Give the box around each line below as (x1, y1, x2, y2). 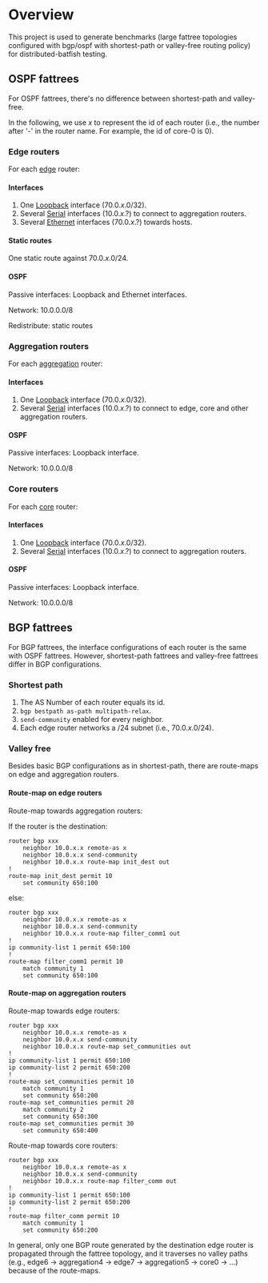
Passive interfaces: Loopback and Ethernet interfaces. (8, 290, 187, 299)
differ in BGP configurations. (8, 659, 102, 669)
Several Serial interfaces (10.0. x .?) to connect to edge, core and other (19, 403, 249, 413)
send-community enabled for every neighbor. (19, 715, 164, 724)
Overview (8, 6, 74, 24)
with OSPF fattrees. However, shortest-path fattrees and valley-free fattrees (8, 651, 258, 660)
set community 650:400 (22, 1126, 98, 1134)
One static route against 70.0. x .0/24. (8, 254, 129, 263)
